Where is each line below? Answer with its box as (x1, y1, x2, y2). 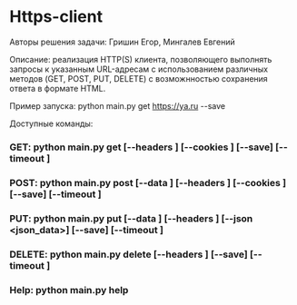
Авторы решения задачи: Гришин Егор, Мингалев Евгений (9, 36, 235, 47)
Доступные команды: (9, 118, 94, 129)
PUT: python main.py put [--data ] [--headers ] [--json (9, 212, 253, 224)
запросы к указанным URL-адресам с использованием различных (9, 64, 269, 74)
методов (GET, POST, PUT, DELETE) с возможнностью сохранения (9, 73, 268, 84)
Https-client (9, 6, 103, 27)
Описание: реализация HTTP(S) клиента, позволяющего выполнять (9, 54, 272, 64)
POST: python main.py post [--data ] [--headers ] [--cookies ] (9, 176, 287, 189)
